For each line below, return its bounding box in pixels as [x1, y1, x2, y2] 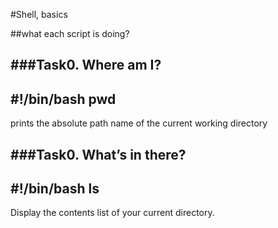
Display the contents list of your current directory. [10, 207, 215, 219]
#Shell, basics [10, 9, 68, 20]
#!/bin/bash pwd [10, 90, 117, 108]
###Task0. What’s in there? [10, 146, 187, 163]
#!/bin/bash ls [10, 180, 100, 197]
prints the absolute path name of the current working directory [10, 117, 268, 129]
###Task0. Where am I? [10, 57, 162, 74]
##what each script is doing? [10, 28, 130, 39]
